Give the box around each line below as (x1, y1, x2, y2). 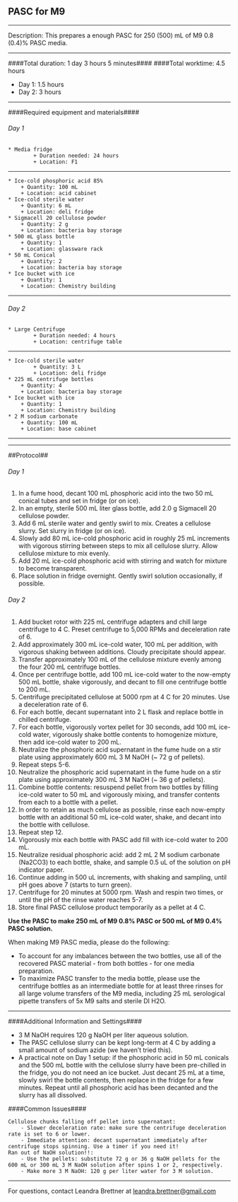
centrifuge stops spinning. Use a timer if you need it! (8, 1143, 179, 1150)
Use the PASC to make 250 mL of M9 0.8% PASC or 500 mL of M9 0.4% (8, 916, 222, 925)
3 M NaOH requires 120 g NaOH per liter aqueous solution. (18, 1030, 189, 1039)
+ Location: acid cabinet (20, 190, 97, 197)
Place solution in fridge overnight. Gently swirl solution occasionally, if (18, 572, 223, 580)
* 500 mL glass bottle (8, 233, 75, 240)
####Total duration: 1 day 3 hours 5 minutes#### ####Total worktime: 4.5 (8, 59, 225, 67)
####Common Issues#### (8, 1104, 87, 1113)
